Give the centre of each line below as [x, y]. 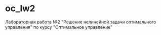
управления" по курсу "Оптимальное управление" [59, 27]
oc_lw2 [20, 9]
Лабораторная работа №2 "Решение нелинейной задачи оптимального [81, 22]
